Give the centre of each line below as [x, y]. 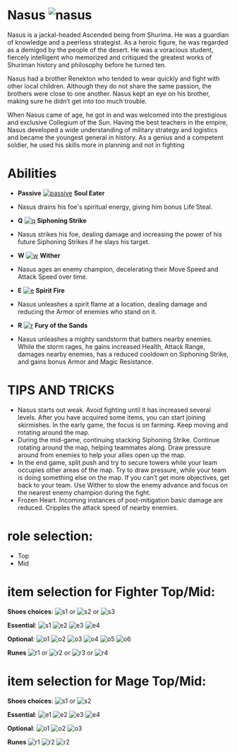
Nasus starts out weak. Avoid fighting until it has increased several [114, 410]
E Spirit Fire [41, 290]
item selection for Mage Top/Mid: [107, 681]
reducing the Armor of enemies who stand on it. [87, 311]
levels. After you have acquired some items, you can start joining [111, 417]
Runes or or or [50, 653]
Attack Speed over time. [53, 277]
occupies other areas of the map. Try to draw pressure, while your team [122, 470]
